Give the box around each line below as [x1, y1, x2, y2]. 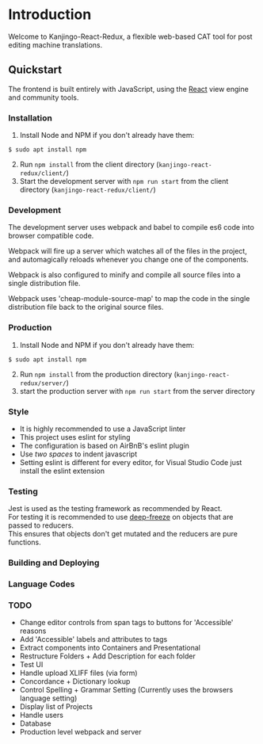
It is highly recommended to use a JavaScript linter [19, 424, 186, 433]
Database [19, 719, 51, 728]
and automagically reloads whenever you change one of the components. [8, 255, 250, 265]
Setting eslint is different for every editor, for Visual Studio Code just [19, 457, 242, 467]
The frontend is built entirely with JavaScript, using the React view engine [8, 84, 250, 93]
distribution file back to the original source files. [8, 303, 164, 312]
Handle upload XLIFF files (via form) [19, 668, 138, 678]
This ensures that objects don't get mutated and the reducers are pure [8, 529, 238, 539]
